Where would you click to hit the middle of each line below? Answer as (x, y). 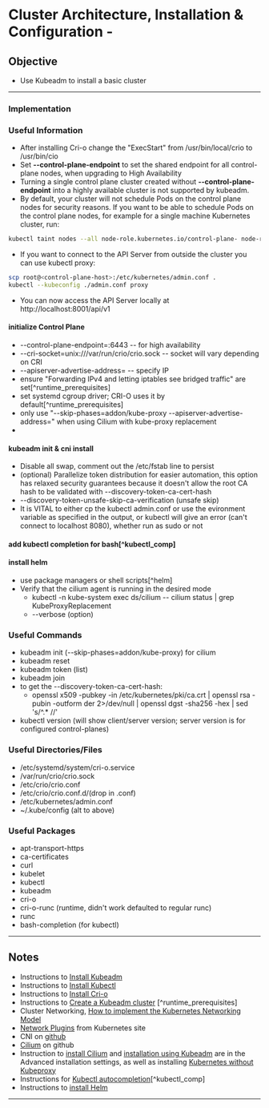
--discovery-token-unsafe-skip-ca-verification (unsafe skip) (119, 500)
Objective (33, 61)
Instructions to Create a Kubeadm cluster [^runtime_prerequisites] (128, 1002)
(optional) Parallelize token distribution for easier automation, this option (139, 475)
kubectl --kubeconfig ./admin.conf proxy (78, 285)
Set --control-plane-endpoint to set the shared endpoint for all (124, 165)
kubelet (32, 873)
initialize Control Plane (47, 327)
